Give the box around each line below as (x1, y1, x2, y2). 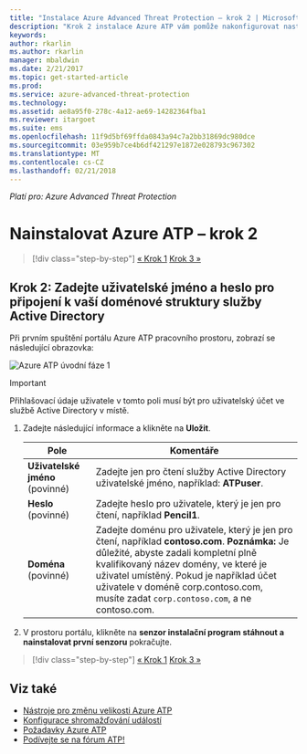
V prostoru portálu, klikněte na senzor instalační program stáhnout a (22, 627, 285, 638)
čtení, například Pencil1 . (95, 508, 201, 521)
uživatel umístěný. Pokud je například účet (95, 570, 277, 582)
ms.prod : (9, 81, 43, 90)
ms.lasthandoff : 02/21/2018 (9, 166, 117, 175)
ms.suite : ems (9, 124, 64, 133)
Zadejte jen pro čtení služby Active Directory (95, 466, 286, 478)
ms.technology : (9, 98, 68, 108)
